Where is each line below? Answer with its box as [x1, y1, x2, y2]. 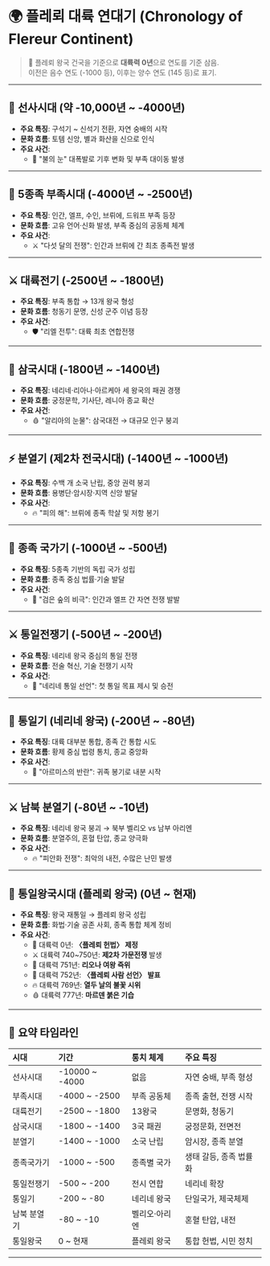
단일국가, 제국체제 [184, 1193, 249, 1204]
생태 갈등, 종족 [184, 1151, 236, 1162]
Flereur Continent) [8, 30, 134, 48]
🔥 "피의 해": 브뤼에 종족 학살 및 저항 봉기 [31, 508, 159, 517]
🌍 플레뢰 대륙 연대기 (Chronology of [8, 7, 243, 26]
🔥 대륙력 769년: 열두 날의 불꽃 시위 [31, 980, 141, 990]
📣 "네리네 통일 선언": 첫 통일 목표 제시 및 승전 [31, 680, 174, 690]
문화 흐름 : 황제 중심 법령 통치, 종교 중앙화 [19, 747, 149, 757]
